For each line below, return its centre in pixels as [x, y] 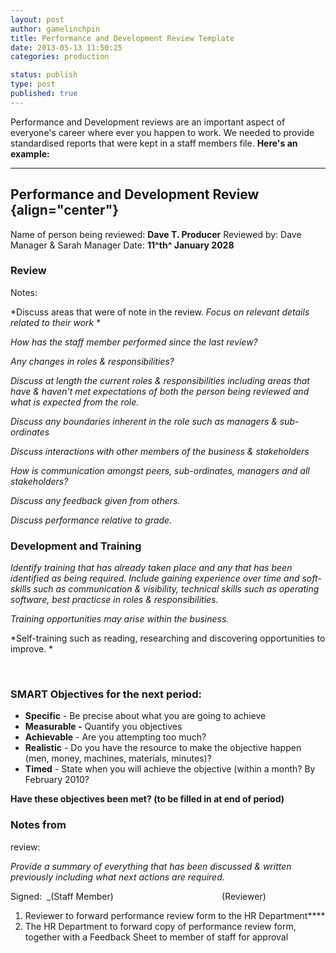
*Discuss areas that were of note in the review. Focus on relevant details [160, 312]
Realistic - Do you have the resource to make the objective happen [163, 748]
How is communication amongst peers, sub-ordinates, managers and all [160, 470]
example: [30, 153]
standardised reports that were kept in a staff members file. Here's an [154, 143]
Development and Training [76, 546]
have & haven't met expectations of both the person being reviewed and [160, 391]
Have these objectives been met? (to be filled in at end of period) [147, 799]
